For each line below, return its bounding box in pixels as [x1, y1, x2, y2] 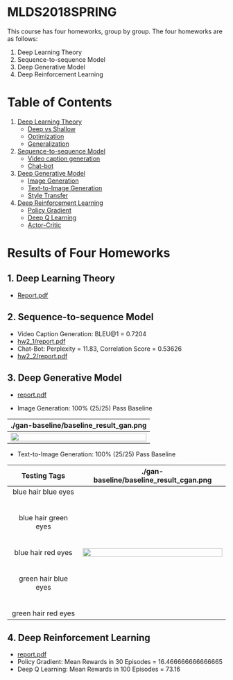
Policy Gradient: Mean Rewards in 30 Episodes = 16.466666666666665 [17, 658, 223, 666]
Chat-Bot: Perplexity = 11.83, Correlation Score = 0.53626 [17, 345, 182, 353]
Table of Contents [7, 94, 112, 110]
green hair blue [18, 574, 68, 583]
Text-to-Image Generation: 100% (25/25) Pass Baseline [17, 449, 176, 458]
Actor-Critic [27, 220, 62, 229]
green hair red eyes [11, 608, 75, 618]
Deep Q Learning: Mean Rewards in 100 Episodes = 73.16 [17, 665, 180, 674]
